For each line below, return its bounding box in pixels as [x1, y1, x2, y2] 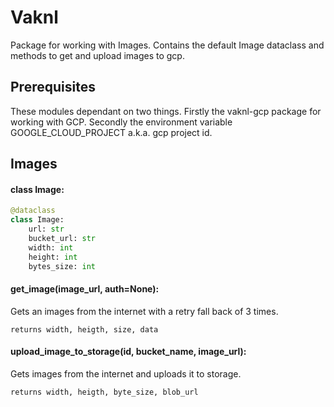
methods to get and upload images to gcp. [10, 49, 185, 61]
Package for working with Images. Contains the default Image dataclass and [10, 39, 325, 51]
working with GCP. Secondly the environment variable [10, 116, 233, 128]
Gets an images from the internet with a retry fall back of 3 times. [10, 305, 279, 317]
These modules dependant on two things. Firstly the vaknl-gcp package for [10, 105, 322, 117]
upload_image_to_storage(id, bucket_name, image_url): [10, 346, 247, 358]
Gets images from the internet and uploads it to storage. [10, 367, 242, 380]
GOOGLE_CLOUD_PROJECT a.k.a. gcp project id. [10, 126, 213, 138]
